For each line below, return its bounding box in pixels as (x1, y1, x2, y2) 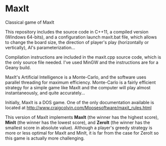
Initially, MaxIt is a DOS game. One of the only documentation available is (5, 99, 155, 105)
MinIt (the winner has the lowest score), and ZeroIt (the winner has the (5, 119, 150, 125)
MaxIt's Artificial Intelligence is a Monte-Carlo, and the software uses (5, 74, 147, 80)
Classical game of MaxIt (5, 19, 55, 25)
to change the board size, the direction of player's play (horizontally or (5, 39, 149, 45)
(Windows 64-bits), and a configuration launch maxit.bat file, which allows (5, 34, 157, 40)
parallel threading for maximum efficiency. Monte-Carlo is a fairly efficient (5, 79, 156, 85)
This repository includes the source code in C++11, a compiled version (5, 29, 149, 35)
